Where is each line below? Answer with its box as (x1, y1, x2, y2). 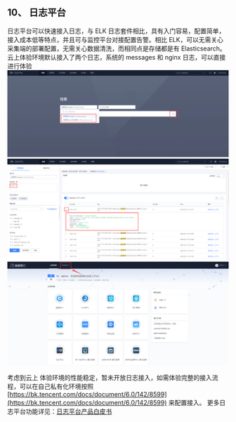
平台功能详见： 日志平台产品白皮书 (13, 407, 112, 416)
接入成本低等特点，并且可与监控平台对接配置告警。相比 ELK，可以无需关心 (7, 35, 223, 44)
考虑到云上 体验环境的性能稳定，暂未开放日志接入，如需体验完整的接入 (7, 374, 212, 382)
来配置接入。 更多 (168, 399, 220, 407)
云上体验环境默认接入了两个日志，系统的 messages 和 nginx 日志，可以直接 (7, 53, 226, 61)
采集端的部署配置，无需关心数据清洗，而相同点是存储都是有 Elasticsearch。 (7, 44, 226, 53)
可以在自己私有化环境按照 (19, 382, 93, 391)
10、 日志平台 (7, 6, 67, 19)
